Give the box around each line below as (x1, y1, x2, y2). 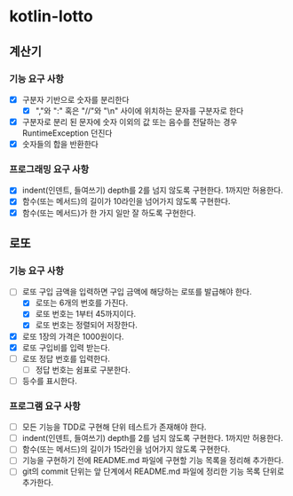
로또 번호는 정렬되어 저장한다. (35, 319, 138, 330)
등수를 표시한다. (21, 375, 77, 386)
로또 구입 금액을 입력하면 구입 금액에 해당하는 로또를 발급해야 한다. (21, 287, 252, 297)
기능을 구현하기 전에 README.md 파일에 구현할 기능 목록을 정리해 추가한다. (21, 455, 284, 466)
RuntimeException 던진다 (21, 128, 113, 138)
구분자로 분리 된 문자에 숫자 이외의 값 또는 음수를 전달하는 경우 (21, 117, 238, 127)
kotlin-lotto (9, 6, 93, 27)
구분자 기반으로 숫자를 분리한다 (21, 94, 130, 105)
